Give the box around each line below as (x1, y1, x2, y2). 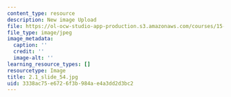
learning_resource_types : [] (7, 61, 91, 68)
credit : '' (13, 48, 45, 55)
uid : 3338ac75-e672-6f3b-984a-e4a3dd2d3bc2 (7, 80, 134, 87)
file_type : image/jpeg (7, 29, 72, 36)
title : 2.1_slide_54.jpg (7, 73, 78, 81)
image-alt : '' (13, 55, 54, 61)
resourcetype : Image (7, 67, 67, 74)
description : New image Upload (7, 16, 97, 23)
